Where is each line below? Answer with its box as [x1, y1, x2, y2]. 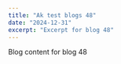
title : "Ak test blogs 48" [8, 11, 97, 20]
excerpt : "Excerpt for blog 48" [8, 26, 114, 34]
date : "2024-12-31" [8, 19, 72, 27]
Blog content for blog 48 [8, 48, 88, 57]
